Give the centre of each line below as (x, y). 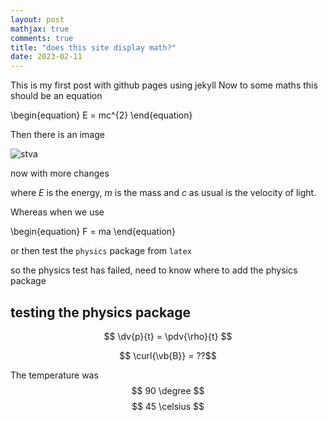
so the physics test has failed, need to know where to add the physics (154, 270)
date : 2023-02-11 (46, 57)
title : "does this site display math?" (93, 47)
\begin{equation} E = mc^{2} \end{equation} (101, 115)
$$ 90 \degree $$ (168, 390)
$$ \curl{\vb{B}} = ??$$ (168, 355)
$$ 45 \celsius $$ (168, 406)
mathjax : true (40, 29)
